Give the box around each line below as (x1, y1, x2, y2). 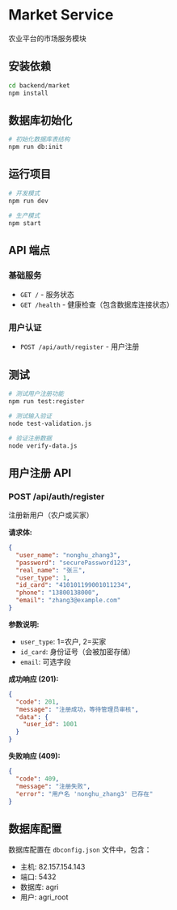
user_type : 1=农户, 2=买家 (19, 636, 107, 646)
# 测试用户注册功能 (8, 390, 65, 398)
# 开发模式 (8, 189, 40, 198)
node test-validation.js (8, 419, 92, 427)
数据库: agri (19, 882, 59, 892)
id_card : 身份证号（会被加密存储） (19, 646, 135, 657)
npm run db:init (8, 143, 63, 151)
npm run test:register (8, 398, 85, 406)
